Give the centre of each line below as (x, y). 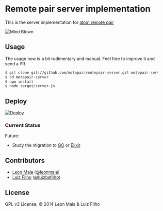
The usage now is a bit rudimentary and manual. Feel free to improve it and (80, 59)
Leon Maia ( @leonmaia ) (36, 172)
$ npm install (19, 82)
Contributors (25, 160)
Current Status (23, 125)
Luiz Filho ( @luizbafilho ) (36, 177)
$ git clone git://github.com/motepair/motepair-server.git (67, 73)
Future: (12, 136)
